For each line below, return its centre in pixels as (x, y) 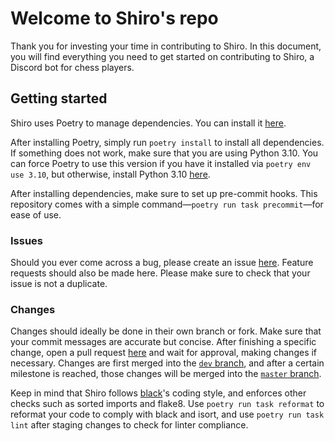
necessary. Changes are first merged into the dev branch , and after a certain (167, 363)
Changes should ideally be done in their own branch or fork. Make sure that (166, 331)
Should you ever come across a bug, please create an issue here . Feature (162, 263)
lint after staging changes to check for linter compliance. (129, 425)
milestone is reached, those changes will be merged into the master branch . (166, 374)
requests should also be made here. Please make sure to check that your (160, 273)
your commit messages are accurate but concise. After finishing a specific (163, 342)
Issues (27, 240)
